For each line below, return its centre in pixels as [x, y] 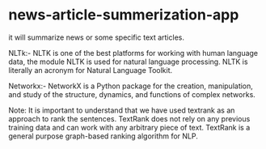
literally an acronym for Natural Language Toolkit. [91, 70]
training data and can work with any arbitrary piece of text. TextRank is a [129, 127]
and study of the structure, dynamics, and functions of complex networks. [132, 94]
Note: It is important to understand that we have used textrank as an [122, 110]
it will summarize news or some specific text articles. [96, 37]
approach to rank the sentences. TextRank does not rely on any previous [129, 118]
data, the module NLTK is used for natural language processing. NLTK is [128, 62]
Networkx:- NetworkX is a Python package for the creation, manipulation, [131, 86]
